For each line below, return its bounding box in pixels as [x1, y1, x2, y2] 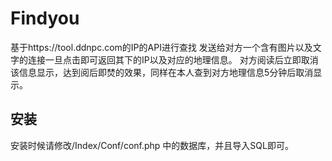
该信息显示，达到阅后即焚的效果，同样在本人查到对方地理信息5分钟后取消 [10, 66, 314, 78]
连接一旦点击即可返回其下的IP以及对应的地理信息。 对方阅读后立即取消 [27, 53, 319, 66]
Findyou [10, 7, 80, 30]
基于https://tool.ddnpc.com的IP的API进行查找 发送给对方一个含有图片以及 [10, 41, 313, 53]
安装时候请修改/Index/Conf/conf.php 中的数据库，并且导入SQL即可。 [10, 139, 294, 151]
